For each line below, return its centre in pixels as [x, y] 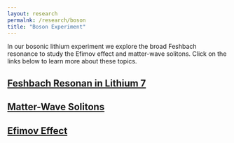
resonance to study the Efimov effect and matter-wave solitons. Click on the [117, 54]
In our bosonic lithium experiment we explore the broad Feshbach [102, 47]
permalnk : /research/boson [47, 20]
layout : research [33, 14]
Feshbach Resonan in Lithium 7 [77, 83]
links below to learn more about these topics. [72, 61]
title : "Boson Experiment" [47, 27]
